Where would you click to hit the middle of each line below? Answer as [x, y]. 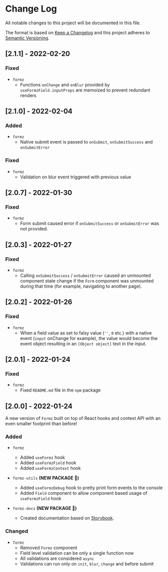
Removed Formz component [48, 547]
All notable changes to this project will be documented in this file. [73, 23]
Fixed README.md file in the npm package [60, 390]
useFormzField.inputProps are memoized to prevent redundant [85, 90]
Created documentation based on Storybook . [67, 518]
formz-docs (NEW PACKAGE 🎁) [45, 508]
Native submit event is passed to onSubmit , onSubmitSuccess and [86, 142]
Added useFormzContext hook [50, 468]
